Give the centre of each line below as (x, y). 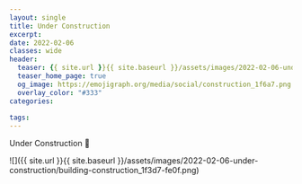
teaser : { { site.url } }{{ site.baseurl (92, 68)
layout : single (38, 18)
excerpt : (26, 34)
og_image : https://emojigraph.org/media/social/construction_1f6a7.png (155, 84)
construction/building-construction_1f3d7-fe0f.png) (104, 171)
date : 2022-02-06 (42, 43)
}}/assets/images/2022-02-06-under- (188, 161)
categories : (31, 101)
